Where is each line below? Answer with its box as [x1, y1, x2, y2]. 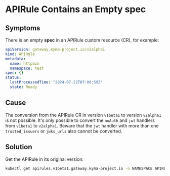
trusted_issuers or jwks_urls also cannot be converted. [5, 128, 122, 134]
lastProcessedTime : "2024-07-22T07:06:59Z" [10, 80, 103, 85]
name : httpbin [10, 61, 39, 66]
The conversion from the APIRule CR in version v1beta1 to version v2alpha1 [5, 112, 161, 118]
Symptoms [5, 24, 40, 32]
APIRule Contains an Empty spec [5, 4, 146, 15]
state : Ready [10, 84, 37, 90]
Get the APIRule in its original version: [5, 156, 84, 162]
